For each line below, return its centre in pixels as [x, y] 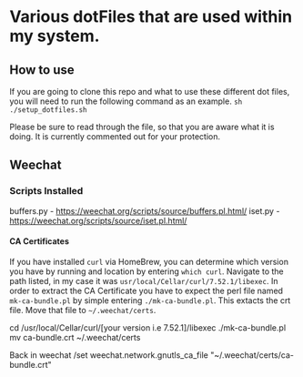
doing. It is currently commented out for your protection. [115, 137]
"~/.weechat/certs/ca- [252, 355]
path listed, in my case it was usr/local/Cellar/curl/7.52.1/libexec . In [144, 280]
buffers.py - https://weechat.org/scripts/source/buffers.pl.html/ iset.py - [145, 210]
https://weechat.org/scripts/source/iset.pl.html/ [98, 220]
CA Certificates [40, 241]
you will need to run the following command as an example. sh [126, 101]
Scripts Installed [46, 191]
